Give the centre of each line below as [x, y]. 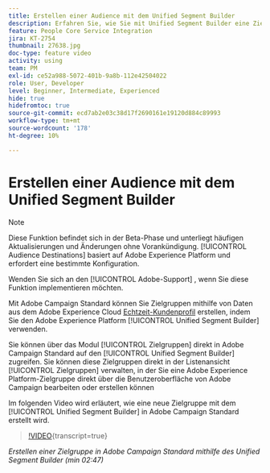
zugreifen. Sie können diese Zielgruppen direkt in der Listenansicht [119, 361]
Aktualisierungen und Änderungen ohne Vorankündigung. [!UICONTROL [128, 246]
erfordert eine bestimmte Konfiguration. [74, 263]
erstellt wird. [29, 420]
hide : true [27, 98]
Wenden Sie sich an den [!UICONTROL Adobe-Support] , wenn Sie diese [129, 279]
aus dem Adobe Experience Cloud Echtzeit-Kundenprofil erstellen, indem [129, 312]
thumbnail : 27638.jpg [45, 46]
